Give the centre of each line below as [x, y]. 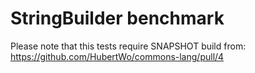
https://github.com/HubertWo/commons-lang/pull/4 [117, 56]
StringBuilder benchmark [117, 18]
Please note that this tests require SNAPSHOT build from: [128, 46]
